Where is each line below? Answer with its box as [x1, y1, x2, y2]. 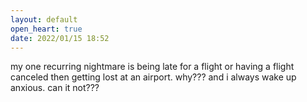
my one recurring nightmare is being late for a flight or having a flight [10, 61, 295, 73]
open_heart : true [10, 24, 83, 34]
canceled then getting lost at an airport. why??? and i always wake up [10, 71, 297, 83]
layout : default [10, 14, 78, 25]
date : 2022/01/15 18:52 [10, 33, 110, 43]
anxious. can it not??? [10, 82, 100, 94]
